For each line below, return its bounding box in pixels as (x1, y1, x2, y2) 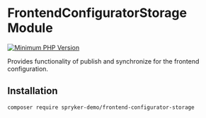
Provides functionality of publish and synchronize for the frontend (7, 57, 200, 65)
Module (7, 20, 53, 36)
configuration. (7, 64, 48, 73)
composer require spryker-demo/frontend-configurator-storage (7, 104, 195, 111)
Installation (7, 85, 58, 97)
